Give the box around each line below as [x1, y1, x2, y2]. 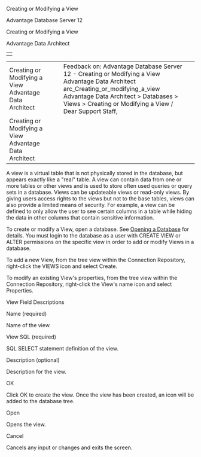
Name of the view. [6, 322, 51, 328]
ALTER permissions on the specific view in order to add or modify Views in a [6, 239, 194, 245]
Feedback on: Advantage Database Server [63, 62, 182, 71]
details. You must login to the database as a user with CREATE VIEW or [6, 232, 181, 239]
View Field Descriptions [6, 298, 65, 306]
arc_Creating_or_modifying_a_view [63, 85, 160, 93]
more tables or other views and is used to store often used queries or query [6, 182, 193, 189]
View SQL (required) [6, 333, 57, 340]
